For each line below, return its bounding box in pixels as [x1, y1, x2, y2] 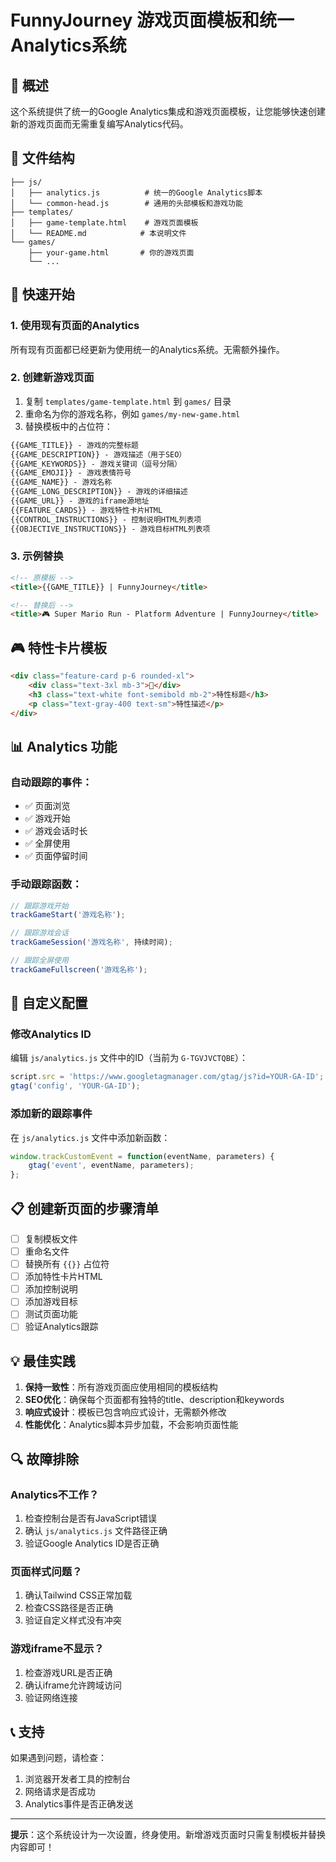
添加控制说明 [24, 1283, 78, 1295]
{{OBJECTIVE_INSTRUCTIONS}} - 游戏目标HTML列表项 [10, 524, 211, 534]
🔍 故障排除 [10, 1451, 80, 1468]
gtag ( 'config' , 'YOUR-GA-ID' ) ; [10, 1081, 141, 1091]
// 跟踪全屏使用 [10, 956, 69, 966]
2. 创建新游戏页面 [10, 371, 95, 385]
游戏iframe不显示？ [10, 1642, 105, 1656]
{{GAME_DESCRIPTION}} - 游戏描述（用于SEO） [10, 449, 187, 460]
